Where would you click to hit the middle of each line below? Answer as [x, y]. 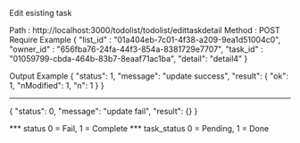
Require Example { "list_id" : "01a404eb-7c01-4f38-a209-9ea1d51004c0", [145, 40]
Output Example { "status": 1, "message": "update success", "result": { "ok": [149, 76]
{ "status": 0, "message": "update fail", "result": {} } [104, 111]
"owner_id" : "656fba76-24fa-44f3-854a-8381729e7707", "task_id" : [136, 49]
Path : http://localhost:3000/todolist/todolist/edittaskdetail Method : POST [145, 30]
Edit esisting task [41, 13]
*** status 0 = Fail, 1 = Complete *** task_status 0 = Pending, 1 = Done [139, 128]
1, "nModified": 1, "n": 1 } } [57, 85]
